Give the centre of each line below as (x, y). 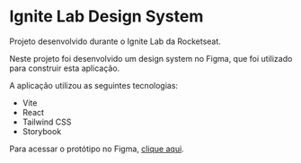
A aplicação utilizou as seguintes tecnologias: (93, 85)
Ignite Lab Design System (106, 17)
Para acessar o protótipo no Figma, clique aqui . (97, 149)
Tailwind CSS (47, 122)
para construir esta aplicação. (65, 68)
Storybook (42, 131)
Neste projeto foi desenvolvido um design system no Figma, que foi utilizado (151, 58)
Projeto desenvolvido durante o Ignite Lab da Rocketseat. (115, 41)
